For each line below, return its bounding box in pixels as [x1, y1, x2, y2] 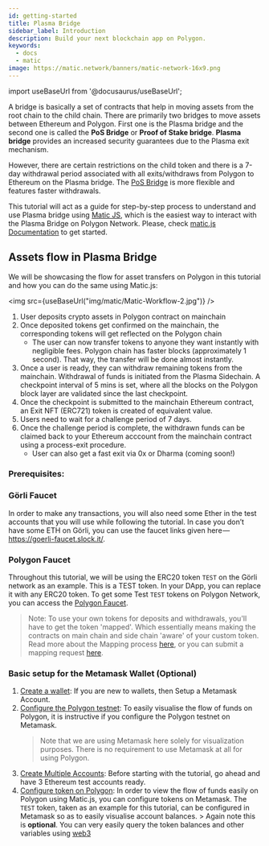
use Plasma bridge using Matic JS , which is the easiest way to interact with [8, 210, 257, 220]
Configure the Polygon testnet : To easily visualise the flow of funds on [19, 704, 253, 713]
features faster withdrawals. [8, 186, 101, 196]
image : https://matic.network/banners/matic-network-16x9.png [8, 64, 221, 72]
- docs [15, 49, 38, 57]
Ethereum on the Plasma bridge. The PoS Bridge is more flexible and [8, 177, 235, 187]
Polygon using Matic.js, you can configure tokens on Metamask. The [19, 794, 247, 804]
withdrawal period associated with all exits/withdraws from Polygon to [22, 168, 255, 178]
